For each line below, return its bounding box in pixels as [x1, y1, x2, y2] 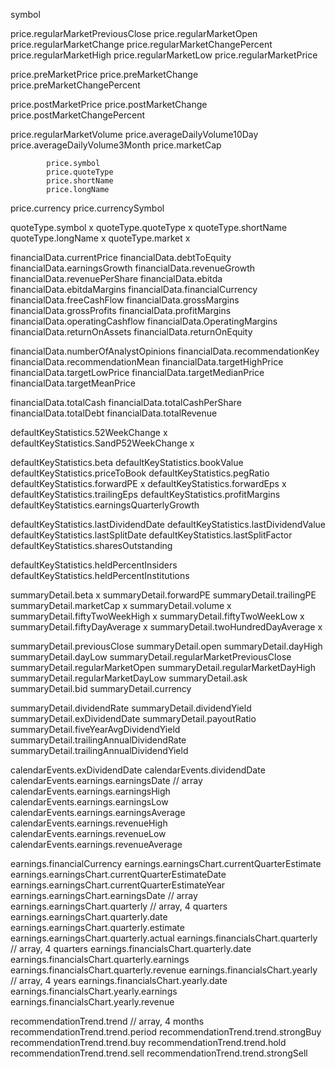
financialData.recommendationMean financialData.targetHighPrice [10, 356, 284, 368]
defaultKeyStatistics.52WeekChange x [10, 427, 168, 438]
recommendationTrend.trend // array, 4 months [10, 1015, 205, 1027]
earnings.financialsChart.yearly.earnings [10, 985, 178, 997]
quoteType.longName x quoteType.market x [10, 232, 191, 244]
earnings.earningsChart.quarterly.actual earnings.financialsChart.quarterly [10, 932, 318, 944]
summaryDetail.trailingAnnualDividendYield [10, 745, 189, 756]
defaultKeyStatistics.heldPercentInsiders [10, 559, 178, 571]
